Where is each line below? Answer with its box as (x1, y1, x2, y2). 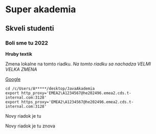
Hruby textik (5, 51, 32, 57)
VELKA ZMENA (5, 66, 37, 72)
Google (5, 76, 21, 82)
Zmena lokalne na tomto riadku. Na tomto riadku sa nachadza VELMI (5, 60, 151, 67)
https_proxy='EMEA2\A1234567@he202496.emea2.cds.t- (21, 99, 134, 104)
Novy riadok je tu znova (5, 123, 55, 129)
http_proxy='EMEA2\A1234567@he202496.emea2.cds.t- (21, 91, 131, 96)
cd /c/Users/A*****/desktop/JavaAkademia (5, 86, 95, 91)
